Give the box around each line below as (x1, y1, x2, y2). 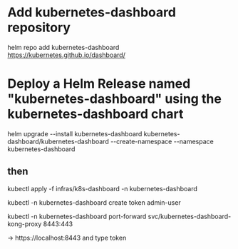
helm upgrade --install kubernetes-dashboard (7, 129, 143, 138)
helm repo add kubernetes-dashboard (7, 43, 120, 51)
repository (7, 19, 71, 36)
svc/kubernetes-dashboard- (148, 212, 232, 220)
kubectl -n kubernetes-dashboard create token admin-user (7, 198, 182, 207)
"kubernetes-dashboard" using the (7, 91, 222, 107)
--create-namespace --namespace (110, 137, 214, 146)
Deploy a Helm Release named (7, 76, 191, 92)
